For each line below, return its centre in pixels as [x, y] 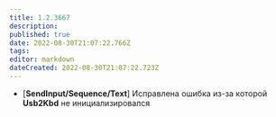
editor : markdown [42, 59]
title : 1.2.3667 [40, 18]
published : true [40, 34]
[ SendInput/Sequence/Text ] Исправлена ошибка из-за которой [145, 93]
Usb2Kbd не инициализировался [86, 103]
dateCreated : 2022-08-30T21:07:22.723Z [84, 68]
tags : [19, 51]
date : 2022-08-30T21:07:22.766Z [70, 43]
